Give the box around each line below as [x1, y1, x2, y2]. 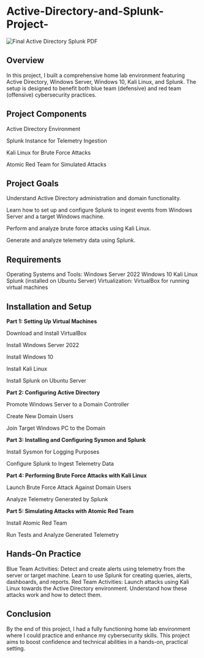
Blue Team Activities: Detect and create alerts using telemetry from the [6, 565, 186, 572]
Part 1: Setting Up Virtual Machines [6, 318, 97, 325]
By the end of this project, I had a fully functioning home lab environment [6, 625, 191, 632]
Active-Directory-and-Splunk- [6, 4, 164, 18]
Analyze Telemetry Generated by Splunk [6, 496, 108, 503]
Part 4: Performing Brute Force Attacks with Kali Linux [6, 472, 147, 479]
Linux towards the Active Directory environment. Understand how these [6, 585, 187, 592]
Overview [6, 55, 45, 65]
